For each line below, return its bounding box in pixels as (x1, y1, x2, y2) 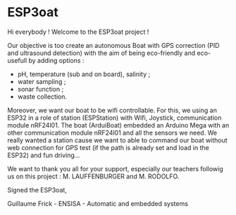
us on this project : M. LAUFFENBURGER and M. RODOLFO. (7, 172, 180, 180)
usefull (7, 56, 27, 64)
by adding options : (28, 56, 85, 64)
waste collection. (17, 92, 68, 101)
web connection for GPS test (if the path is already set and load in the (7, 143, 209, 152)
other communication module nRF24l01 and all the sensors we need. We (7, 128, 217, 137)
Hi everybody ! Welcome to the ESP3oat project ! (7, 27, 149, 36)
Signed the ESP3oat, (7, 185, 67, 194)
